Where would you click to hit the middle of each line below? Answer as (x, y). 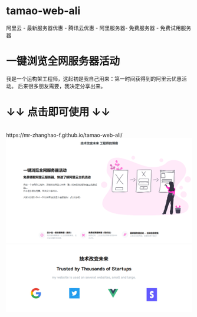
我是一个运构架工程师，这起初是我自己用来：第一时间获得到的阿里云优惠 (94, 78)
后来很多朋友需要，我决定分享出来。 (62, 86)
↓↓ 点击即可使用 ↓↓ (58, 112)
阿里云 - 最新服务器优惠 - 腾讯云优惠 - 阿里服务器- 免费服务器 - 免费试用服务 (99, 28)
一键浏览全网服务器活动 (63, 62)
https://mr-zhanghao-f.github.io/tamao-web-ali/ (64, 135)
